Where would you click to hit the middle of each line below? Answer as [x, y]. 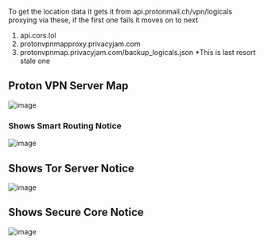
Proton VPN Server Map [68, 86]
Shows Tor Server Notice [72, 168]
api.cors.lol [38, 35]
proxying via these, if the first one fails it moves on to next [103, 20]
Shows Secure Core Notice [76, 213]
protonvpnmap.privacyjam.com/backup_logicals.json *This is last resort [138, 52]
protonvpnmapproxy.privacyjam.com [80, 44]
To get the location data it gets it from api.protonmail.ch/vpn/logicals [120, 12]
